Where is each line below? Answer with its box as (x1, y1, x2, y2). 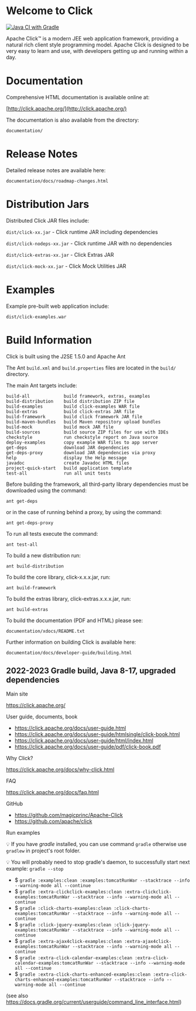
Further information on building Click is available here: (6, 639, 136, 646)
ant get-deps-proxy (6, 520, 54, 526)
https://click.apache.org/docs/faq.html (6, 789, 99, 796)
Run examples (6, 829, 40, 837)
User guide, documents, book (6, 713, 78, 720)
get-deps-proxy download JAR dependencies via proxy (6, 449, 156, 456)
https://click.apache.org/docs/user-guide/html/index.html (14, 737, 154, 744)
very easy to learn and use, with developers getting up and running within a (6, 47, 188, 54)
